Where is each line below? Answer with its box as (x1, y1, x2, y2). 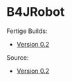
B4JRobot (6, 4, 65, 20)
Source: (6, 53, 29, 62)
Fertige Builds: (6, 27, 48, 35)
